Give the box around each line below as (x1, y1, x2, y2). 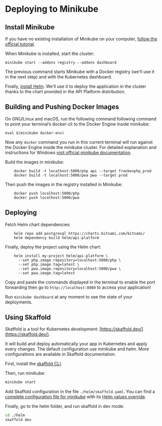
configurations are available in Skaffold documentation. (5, 351, 116, 357)
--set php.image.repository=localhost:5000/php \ (18, 257, 121, 263)
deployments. (5, 299, 33, 305)
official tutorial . (5, 41, 35, 47)
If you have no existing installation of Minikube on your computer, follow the (5, 36, 158, 42)
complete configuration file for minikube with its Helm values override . (5, 394, 146, 400)
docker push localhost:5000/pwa (14, 195, 80, 200)
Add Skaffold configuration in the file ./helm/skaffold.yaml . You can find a (5, 389, 155, 395)
